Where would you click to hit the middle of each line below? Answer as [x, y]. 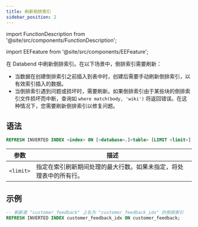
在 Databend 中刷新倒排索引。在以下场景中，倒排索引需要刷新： [84, 64]
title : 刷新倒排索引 [29, 11]
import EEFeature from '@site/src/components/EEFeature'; [77, 51]
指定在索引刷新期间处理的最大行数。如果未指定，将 [107, 167]
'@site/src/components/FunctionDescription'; [61, 40]
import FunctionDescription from [46, 34]
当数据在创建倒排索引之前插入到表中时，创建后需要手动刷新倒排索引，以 [102, 76]
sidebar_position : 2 [32, 17]
